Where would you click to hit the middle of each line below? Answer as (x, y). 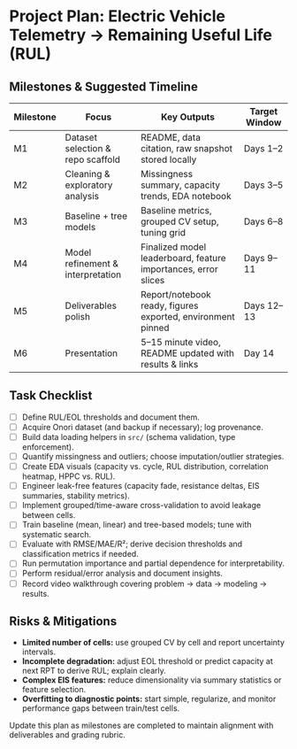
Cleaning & (88, 174)
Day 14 (259, 353)
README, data (171, 137)
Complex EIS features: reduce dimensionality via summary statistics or (152, 680)
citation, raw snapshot (186, 148)
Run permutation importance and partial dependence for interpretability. (153, 563)
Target (264, 111)
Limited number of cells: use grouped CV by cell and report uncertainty (153, 643)
